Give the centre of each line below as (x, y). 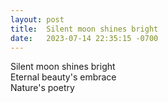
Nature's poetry (42, 88)
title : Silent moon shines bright (84, 29)
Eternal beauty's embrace (63, 77)
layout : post (37, 19)
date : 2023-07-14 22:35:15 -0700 (84, 38)
